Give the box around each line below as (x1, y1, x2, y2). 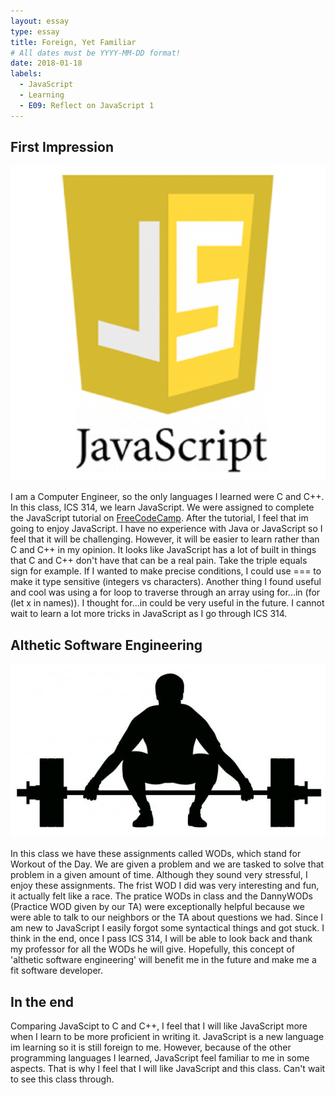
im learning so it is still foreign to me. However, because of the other (10, 1041, 292, 1054)
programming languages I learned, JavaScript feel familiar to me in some (10, 1052, 310, 1064)
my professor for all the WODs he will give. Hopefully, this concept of (10, 943, 295, 955)
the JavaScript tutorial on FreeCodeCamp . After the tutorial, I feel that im (10, 512, 309, 524)
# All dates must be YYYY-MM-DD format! (10, 48, 182, 58)
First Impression (10, 139, 115, 156)
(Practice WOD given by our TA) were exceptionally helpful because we (10, 901, 305, 913)
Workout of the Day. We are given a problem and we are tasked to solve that (10, 858, 325, 870)
